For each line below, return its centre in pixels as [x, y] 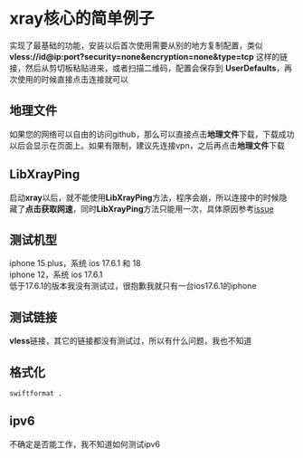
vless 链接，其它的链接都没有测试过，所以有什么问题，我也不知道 [131, 341]
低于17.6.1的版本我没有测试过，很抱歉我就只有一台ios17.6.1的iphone [133, 286]
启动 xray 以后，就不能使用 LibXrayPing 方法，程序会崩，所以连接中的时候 [144, 197]
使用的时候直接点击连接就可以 [72, 79]
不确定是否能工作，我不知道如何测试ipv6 [85, 444]
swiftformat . [36, 394]
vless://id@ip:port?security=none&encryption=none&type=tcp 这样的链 [149, 56]
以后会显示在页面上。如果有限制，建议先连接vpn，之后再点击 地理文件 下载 [147, 145]
